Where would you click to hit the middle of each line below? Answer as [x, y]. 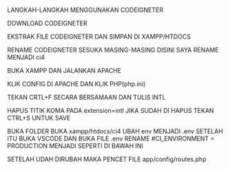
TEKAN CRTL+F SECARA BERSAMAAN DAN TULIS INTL [87, 97]
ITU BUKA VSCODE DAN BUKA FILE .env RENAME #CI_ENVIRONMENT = [111, 138]
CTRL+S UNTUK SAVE [39, 118]
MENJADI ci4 [26, 57]
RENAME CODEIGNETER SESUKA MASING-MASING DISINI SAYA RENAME [113, 50]
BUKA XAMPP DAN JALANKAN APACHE [64, 71]
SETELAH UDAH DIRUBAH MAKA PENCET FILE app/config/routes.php [107, 159]
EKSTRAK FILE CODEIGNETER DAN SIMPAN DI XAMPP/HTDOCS [99, 36]
